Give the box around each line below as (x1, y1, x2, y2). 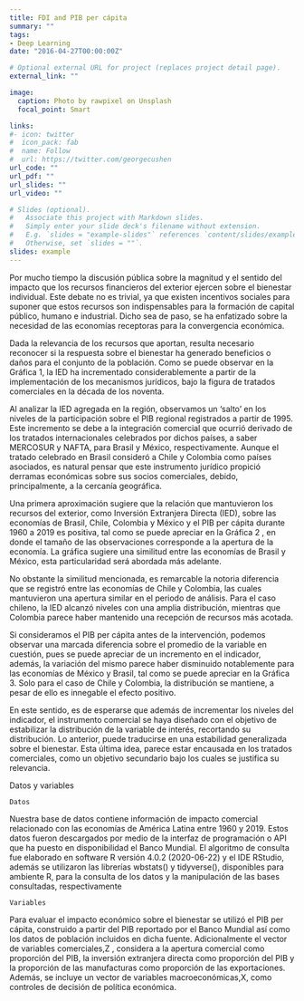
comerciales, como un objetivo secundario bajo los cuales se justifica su (9, 753, 280, 764)
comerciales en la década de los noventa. (9, 386, 165, 397)
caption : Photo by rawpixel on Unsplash (17, 96, 172, 105)
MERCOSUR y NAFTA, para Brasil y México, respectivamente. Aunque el (9, 441, 279, 453)
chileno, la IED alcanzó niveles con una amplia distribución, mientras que (9, 602, 280, 612)
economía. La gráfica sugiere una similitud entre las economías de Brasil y (9, 545, 287, 557)
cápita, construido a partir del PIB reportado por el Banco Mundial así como (9, 923, 291, 934)
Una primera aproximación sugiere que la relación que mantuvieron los (9, 497, 274, 508)
